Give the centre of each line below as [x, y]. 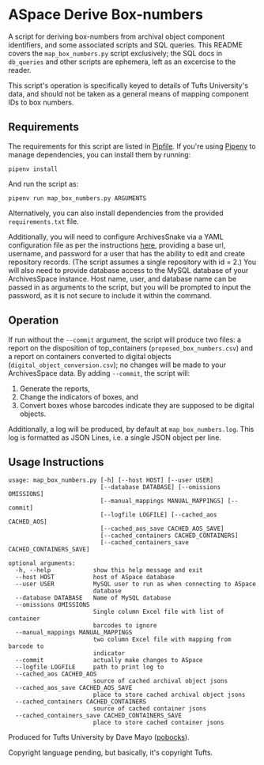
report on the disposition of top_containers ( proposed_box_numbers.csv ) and [130, 348]
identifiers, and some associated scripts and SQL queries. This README [126, 44]
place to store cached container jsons [158, 723]
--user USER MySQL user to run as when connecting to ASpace [136, 584]
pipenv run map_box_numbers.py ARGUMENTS [77, 198]
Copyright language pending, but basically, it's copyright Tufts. [111, 752]
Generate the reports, [55, 388]
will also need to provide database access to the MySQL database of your [128, 270]
